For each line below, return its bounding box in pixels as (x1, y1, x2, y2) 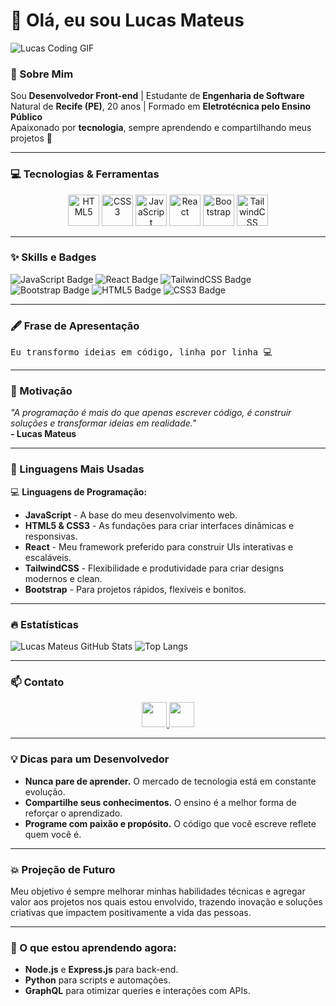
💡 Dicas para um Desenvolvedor (10, 752, 170, 766)
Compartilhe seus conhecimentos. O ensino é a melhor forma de (24, 796, 297, 808)
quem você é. (24, 828, 82, 840)
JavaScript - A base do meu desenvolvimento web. (24, 509, 238, 521)
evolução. (24, 785, 66, 798)
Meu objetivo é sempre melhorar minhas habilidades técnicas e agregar (10, 885, 306, 897)
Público (10, 111, 43, 123)
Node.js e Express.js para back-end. (24, 964, 179, 976)
